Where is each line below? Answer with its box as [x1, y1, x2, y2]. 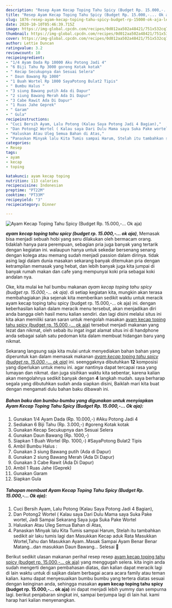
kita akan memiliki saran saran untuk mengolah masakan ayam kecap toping [6, 316, 166, 322]
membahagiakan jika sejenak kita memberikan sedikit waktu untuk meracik [6, 294, 163, 300]
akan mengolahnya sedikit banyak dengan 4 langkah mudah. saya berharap [6, 375, 165, 381]
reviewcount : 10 [6, 50, 40, 55]
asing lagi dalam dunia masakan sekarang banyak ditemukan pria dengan [6, 258, 160, 264]
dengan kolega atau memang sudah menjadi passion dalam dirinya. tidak [6, 252, 159, 258]
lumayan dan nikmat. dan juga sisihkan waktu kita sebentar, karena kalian [6, 369, 160, 376]
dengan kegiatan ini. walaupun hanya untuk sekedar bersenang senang [6, 246, 156, 253]
